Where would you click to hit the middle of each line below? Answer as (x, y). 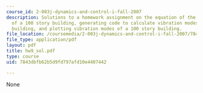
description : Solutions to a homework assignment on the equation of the (101, 17)
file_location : (25, 34)
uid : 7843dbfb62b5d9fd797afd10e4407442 (56, 62)
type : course (23, 56)
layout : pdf (21, 46)
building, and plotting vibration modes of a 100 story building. (97, 28)
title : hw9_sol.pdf (31, 51)
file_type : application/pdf (42, 40)
